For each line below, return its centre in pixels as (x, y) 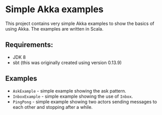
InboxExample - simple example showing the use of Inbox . (73, 96)
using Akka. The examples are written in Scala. (54, 28)
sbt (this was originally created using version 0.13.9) (67, 63)
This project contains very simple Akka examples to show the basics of (80, 23)
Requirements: (29, 45)
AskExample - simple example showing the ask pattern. (69, 91)
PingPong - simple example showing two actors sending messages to (85, 102)
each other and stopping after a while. (52, 107)
